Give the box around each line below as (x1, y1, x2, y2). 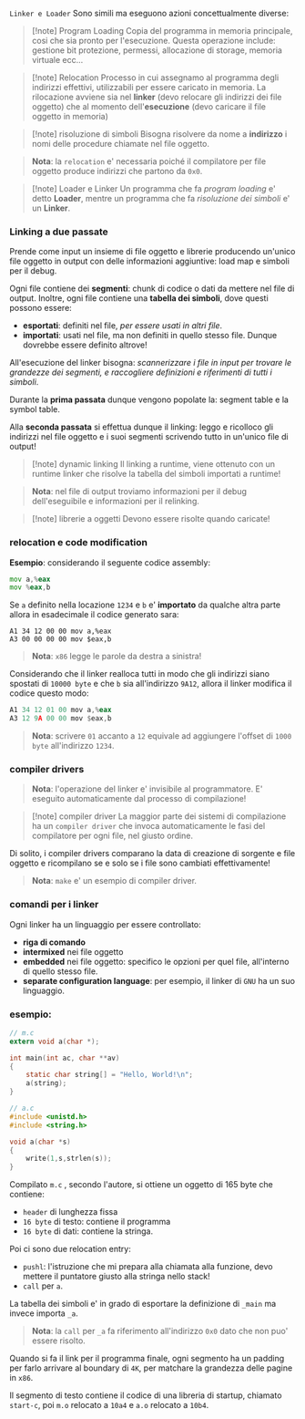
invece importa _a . (9, 1308, 79, 1319)
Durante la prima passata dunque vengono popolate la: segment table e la (9, 394, 290, 405)
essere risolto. (31, 1335, 86, 1346)
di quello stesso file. (22, 966, 98, 977)
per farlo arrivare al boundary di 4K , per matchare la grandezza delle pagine (9, 1362, 293, 1373)
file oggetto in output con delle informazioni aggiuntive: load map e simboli (9, 255, 290, 267)
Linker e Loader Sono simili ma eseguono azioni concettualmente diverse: (9, 8, 290, 18)
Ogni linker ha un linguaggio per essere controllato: (9, 918, 202, 929)
